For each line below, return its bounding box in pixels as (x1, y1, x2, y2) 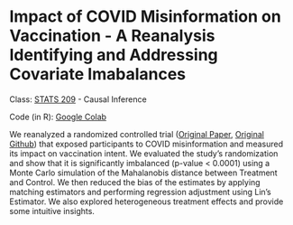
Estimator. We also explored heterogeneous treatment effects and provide (9, 196, 284, 207)
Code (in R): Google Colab (9, 111, 106, 122)
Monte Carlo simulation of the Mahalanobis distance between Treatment (9, 167, 278, 178)
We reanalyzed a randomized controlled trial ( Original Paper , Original (9, 128, 264, 139)
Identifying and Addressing (9, 45, 218, 65)
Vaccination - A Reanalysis (9, 25, 215, 46)
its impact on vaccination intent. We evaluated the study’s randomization (9, 147, 279, 159)
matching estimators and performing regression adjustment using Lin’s (9, 186, 272, 197)
